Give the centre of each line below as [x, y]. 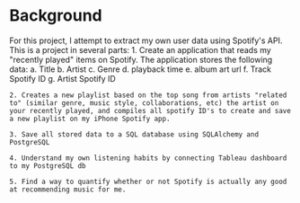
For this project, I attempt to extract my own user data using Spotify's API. [146, 40]
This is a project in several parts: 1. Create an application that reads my [140, 49]
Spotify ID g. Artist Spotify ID [63, 78]
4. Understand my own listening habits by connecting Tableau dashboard [148, 158]
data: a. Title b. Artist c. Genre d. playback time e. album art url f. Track [141, 69]
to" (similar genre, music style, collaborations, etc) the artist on [144, 103]
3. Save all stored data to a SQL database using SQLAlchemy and [134, 134]
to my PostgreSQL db [48, 166]
